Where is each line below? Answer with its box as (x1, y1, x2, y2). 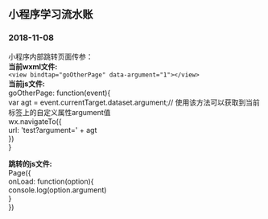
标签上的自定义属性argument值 (8, 107, 111, 117)
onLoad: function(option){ (8, 176, 94, 186)
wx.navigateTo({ (8, 116, 62, 126)
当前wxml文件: (8, 61, 58, 71)
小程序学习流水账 (8, 7, 93, 22)
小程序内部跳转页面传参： (8, 52, 93, 61)
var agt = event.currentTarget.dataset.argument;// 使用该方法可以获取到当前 (8, 97, 260, 107)
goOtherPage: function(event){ (8, 88, 111, 97)
